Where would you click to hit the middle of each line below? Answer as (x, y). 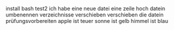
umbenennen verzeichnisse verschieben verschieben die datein (85, 15)
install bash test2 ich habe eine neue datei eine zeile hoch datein (85, 9)
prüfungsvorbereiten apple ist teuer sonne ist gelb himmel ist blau (87, 21)
